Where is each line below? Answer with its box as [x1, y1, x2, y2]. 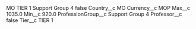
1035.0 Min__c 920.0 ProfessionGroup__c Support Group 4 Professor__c [6, 10, 182, 17]
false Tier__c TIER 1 [6, 17, 53, 24]
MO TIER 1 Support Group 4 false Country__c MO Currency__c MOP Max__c [6, 5, 191, 11]
